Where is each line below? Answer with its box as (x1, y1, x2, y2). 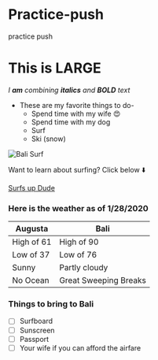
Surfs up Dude (8, 183, 55, 192)
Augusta (15, 223, 49, 234)
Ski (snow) (31, 134, 67, 143)
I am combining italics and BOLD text (8, 85, 130, 95)
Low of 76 (58, 250, 97, 261)
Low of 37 (12, 250, 50, 261)
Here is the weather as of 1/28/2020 (8, 202, 149, 213)
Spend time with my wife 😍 (31, 109, 121, 118)
